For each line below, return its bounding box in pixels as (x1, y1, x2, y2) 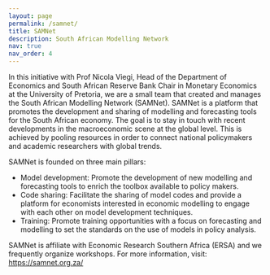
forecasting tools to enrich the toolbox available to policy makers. (20, 181, 239, 191)
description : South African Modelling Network (8, 34, 169, 43)
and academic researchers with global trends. (8, 142, 163, 151)
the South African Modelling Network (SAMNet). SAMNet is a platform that (8, 98, 259, 107)
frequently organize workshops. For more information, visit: (8, 249, 207, 259)
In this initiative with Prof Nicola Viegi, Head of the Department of (8, 72, 228, 81)
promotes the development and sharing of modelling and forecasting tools (8, 107, 258, 116)
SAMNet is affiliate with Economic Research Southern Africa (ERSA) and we (8, 241, 263, 250)
